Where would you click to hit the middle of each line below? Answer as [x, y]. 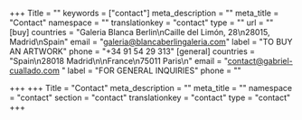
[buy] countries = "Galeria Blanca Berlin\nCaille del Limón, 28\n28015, [140, 32]
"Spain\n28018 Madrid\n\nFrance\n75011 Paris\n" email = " [118, 61]
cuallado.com [35, 70]
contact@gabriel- [260, 61]
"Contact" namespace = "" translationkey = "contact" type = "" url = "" [142, 23]
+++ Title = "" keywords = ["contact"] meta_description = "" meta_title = [144, 13]
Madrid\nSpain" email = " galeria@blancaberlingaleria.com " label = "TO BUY [151, 42]
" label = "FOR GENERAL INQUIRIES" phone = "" [151, 70]
